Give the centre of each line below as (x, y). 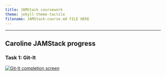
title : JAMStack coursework (34, 10)
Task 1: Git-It (21, 57)
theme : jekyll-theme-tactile (35, 14)
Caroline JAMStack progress (50, 43)
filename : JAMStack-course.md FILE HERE (47, 19)
